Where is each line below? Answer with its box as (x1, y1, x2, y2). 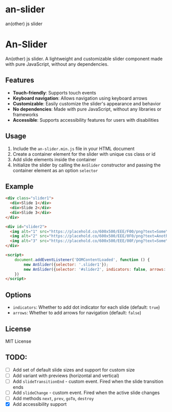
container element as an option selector (12, 167, 98, 173)
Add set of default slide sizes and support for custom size (12, 366, 135, 373)
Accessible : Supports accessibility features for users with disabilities (12, 117, 159, 123)
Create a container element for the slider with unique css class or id (12, 151, 156, 157)
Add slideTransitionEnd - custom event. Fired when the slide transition (12, 378, 164, 384)
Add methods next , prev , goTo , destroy (12, 396, 94, 401)
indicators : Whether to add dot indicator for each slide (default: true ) (12, 304, 160, 310)
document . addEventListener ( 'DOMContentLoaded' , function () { (14, 257, 150, 263)
